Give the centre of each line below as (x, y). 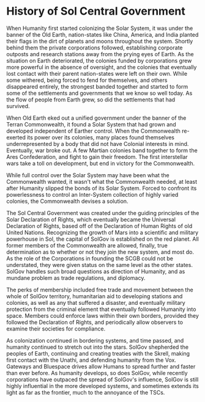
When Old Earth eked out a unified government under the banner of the (96, 118)
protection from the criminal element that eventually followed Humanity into (101, 309)
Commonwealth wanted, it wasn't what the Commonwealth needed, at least (102, 181)
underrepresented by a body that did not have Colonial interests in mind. (98, 144)
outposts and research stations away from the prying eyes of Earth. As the (100, 54)
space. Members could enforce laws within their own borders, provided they (102, 315)
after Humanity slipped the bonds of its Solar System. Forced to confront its (102, 188)
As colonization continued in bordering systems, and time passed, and (95, 340)
